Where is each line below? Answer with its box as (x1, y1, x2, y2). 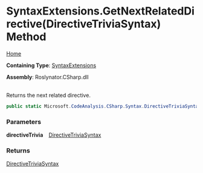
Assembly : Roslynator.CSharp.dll (6, 73, 89, 80)
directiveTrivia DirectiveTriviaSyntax (6, 131, 101, 139)
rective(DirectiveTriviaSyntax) (6, 17, 161, 31)
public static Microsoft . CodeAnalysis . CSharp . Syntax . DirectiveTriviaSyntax (6, 103, 201, 109)
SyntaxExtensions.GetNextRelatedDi (6, 4, 195, 18)
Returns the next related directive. (6, 91, 91, 99)
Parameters (6, 117, 41, 126)
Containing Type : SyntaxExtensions (6, 62, 97, 69)
